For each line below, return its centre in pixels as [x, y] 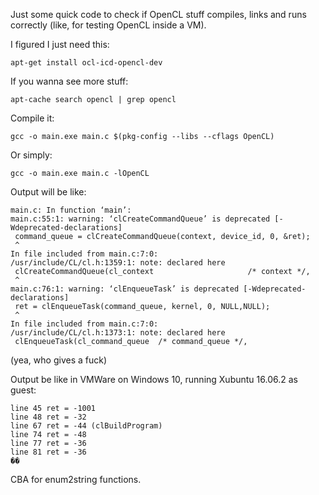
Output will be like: [48, 192]
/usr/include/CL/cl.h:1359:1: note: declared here [118, 263]
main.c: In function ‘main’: [71, 210]
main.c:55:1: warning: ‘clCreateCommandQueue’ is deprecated [140, 219]
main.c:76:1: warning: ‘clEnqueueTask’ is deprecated [125, 289]
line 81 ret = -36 [48, 452]
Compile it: [32, 118]
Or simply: [31, 155]
